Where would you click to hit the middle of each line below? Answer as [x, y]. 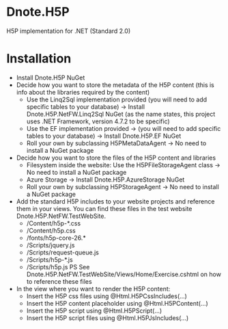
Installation [39, 59]
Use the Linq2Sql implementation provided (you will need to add [117, 99]
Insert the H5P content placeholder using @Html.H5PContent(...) [117, 303]
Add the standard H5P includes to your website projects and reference [115, 201]
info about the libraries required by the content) [83, 92]
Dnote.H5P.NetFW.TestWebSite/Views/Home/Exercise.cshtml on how [124, 274]
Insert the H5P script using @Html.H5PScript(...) [94, 310]
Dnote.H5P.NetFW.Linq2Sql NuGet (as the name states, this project [121, 114]
